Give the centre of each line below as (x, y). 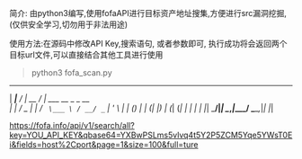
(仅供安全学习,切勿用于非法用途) (69, 24)
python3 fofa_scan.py (71, 73)
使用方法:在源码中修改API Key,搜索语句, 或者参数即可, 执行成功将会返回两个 (148, 44)
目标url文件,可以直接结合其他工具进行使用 (86, 55)
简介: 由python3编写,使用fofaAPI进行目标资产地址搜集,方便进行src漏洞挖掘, (148, 13)
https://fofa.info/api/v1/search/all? (72, 125)
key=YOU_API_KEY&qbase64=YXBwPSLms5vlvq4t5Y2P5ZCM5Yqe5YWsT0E (151, 135)
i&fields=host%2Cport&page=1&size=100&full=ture (104, 145)
